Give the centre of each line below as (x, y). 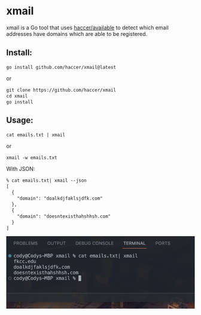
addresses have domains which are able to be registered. (77, 33)
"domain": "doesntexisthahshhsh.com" (64, 216)
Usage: (20, 120)
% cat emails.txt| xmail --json (46, 181)
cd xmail (17, 96)
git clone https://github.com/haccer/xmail (61, 90)
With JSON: (21, 169)
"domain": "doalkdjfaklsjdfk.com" (60, 198)
